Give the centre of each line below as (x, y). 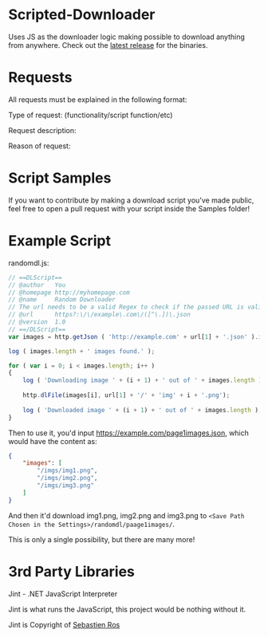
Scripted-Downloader (82, 15)
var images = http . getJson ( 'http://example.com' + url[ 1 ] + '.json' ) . (134, 336)
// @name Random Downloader (62, 300)
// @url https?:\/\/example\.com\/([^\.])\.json (100, 315)
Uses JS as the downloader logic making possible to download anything (127, 37)
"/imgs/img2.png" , (67, 478)
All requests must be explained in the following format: (98, 99)
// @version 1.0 (37, 322)
